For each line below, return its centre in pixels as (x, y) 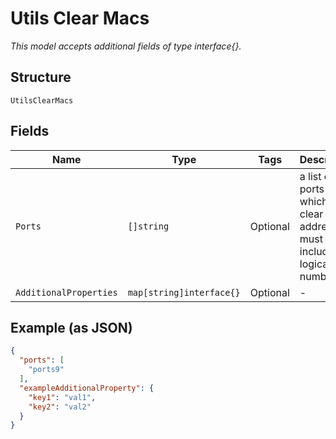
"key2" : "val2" (60, 407)
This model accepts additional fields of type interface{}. (126, 46)
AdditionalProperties (66, 292)
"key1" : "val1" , (62, 397)
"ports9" (46, 370)
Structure (41, 77)
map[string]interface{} (184, 292)
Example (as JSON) (71, 327)
